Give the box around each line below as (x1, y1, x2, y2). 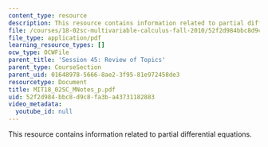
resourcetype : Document (8, 78, 88, 86)
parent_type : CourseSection (8, 64, 102, 72)
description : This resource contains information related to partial (8, 19, 245, 27)
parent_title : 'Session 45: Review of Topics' (8, 56, 166, 64)
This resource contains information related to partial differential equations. (8, 130, 253, 139)
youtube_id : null (15, 108, 73, 116)
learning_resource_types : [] (8, 41, 105, 49)
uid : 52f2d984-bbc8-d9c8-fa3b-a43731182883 (8, 93, 156, 101)
